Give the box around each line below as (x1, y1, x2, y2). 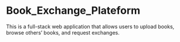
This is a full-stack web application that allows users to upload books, (6, 23, 175, 30)
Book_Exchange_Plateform (6, 4, 141, 17)
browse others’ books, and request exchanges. (6, 29, 120, 36)
